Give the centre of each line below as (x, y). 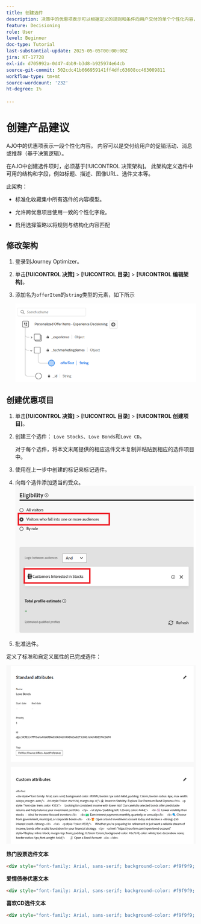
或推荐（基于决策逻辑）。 (37, 153)
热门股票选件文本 (27, 854)
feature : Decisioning (33, 25)
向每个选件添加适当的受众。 (49, 482)
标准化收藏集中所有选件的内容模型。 (60, 199)
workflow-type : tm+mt (33, 76)
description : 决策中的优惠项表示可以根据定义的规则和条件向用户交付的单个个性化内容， (102, 19)
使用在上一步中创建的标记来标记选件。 (62, 469)
